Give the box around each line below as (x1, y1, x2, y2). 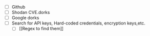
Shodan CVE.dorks (11, 10, 50, 15)
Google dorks (11, 15, 40, 21)
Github (11, 4, 25, 10)
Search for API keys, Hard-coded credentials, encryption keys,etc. (11, 20, 146, 26)
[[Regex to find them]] (19, 26, 64, 32)
